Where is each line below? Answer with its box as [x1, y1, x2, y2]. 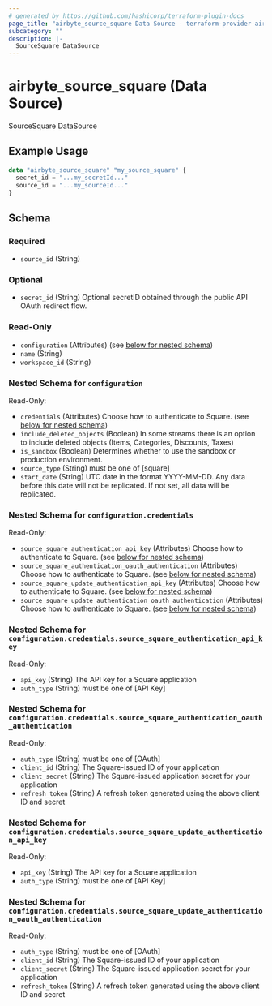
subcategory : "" [8, 27, 63, 35]
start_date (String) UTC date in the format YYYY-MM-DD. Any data [19, 471, 245, 481]
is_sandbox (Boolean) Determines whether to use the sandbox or [19, 445, 236, 455]
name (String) [19, 348, 62, 358]
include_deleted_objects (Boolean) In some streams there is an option [19, 428, 256, 438]
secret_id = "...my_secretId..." [15, 174, 129, 182]
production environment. [19, 454, 103, 464]
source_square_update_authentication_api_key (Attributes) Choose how [19, 578, 261, 588]
